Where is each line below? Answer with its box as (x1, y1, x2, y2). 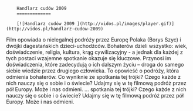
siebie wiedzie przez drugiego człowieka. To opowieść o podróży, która (6, 67, 179, 74)
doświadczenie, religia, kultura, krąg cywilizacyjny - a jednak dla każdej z (6, 48, 183, 56)
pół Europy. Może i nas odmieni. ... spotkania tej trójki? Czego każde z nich (6, 86, 187, 93)
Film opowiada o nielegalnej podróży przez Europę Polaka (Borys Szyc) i (6, 36, 181, 43)
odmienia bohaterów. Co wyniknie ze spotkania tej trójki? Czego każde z (6, 74, 181, 80)
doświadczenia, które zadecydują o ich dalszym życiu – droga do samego (6, 61, 184, 68)
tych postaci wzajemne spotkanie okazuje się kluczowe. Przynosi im (6, 55, 171, 61)
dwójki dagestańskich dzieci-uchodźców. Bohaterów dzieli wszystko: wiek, (6, 43, 188, 49)
